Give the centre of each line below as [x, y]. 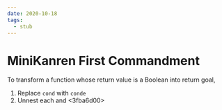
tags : [15, 20]
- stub [23, 26]
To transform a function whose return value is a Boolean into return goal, [111, 80]
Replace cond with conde [51, 93]
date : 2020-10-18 [32, 13]
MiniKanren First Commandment [104, 61]
